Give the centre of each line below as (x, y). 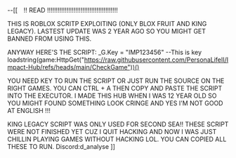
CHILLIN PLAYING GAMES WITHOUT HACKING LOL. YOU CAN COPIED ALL (117, 139)
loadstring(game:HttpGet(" (46, 60)
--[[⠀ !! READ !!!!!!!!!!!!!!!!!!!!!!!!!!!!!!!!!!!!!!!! (63, 10)
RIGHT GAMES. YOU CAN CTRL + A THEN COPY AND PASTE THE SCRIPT (115, 88)
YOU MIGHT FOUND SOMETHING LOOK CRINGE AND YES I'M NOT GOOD (115, 103)
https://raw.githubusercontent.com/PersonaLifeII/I (156, 60)
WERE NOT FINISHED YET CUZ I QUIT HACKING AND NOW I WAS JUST (112, 132)
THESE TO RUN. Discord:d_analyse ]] (61, 146)
